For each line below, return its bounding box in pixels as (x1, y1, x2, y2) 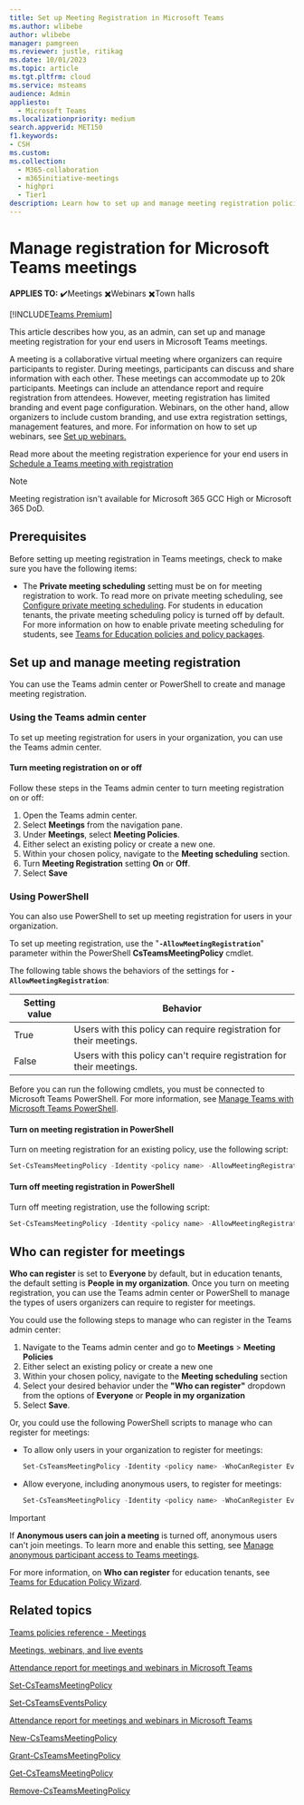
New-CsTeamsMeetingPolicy (9, 1732, 118, 1743)
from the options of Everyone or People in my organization (22, 1390, 246, 1401)
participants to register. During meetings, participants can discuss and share (9, 363, 295, 374)
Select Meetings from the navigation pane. (22, 819, 184, 830)
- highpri (17, 182, 54, 191)
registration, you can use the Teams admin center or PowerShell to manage (9, 1288, 290, 1299)
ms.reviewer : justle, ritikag (9, 47, 124, 56)
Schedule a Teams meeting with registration (9, 457, 174, 468)
